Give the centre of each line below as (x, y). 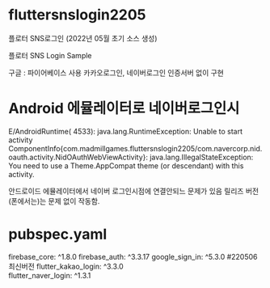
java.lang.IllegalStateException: (201, 157)
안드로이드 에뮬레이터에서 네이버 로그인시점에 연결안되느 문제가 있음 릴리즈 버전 (134, 191)
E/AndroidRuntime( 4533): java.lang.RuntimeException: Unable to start (126, 131)
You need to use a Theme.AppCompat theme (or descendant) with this (126, 165)
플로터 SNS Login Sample (50, 55)
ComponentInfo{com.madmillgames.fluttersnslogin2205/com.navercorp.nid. (135, 148)
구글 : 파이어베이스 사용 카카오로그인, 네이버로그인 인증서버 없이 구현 (116, 72)
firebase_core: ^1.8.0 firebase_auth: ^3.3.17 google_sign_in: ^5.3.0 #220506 (133, 256)
